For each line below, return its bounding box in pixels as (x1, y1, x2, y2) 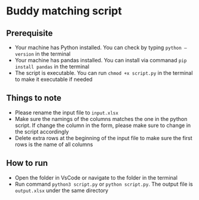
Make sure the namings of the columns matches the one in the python (14, 115, 188, 122)
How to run (6, 158, 48, 168)
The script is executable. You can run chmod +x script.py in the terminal (14, 69, 193, 76)
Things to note (6, 93, 62, 103)
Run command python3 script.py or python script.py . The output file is (14, 180, 193, 187)
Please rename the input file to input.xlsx (14, 109, 118, 116)
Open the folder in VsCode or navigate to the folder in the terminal (14, 174, 178, 181)
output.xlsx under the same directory (14, 187, 109, 194)
